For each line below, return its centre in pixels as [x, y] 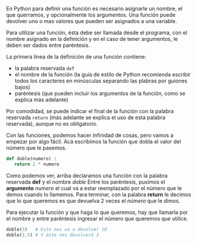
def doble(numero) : [32, 159]
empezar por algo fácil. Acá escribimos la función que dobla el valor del [94, 141]
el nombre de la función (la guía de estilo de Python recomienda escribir [103, 74]
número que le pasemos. [36, 148]
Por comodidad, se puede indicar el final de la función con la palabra [90, 111]
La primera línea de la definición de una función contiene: [76, 57]
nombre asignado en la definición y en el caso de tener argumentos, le [92, 39]
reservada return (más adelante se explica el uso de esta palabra [86, 117]
